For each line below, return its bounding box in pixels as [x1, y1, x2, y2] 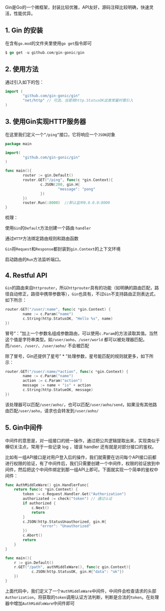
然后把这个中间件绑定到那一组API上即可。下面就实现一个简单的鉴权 [18, 467, 154, 472]
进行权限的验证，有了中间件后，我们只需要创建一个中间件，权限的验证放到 [5, 460, 156, 466]
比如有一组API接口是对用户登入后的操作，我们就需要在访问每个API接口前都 [5, 454, 157, 460]
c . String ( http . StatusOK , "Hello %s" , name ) [23, 316, 113, 321]
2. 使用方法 [5, 65, 39, 73]
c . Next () [31, 505, 50, 510]
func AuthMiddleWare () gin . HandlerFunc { [5, 482, 89, 487]
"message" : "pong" [57, 186, 96, 191]
